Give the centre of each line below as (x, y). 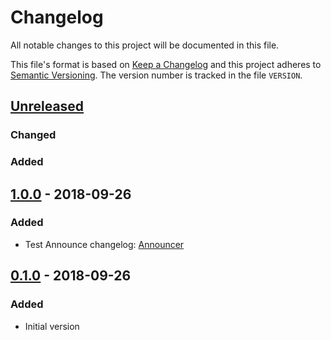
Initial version (52, 326)
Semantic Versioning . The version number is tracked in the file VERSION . (156, 75)
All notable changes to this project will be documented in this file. (145, 45)
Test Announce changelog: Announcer (104, 244)
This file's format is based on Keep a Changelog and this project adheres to (166, 64)
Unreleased (47, 106)
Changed (33, 135)
